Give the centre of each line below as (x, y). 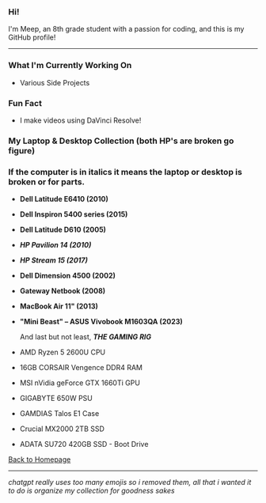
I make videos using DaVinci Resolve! (80, 120)
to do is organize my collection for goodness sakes (92, 491)
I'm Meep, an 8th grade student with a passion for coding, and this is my (126, 29)
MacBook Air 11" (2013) (59, 306)
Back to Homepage (40, 460)
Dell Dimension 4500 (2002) (68, 276)
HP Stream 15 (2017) (54, 260)
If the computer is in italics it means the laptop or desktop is (125, 172)
